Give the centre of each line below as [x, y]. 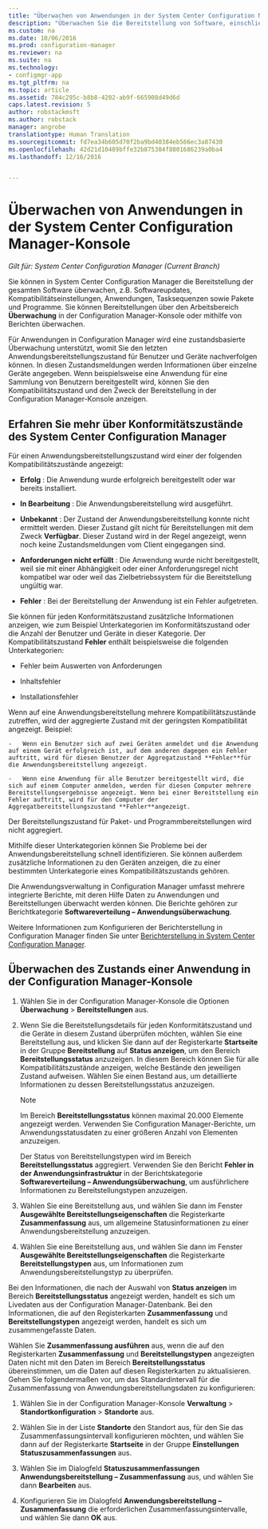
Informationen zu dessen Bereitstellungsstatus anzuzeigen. [117, 1084]
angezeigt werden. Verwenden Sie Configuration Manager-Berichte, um [138, 1123]
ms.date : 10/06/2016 [43, 38]
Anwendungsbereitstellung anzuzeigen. [85, 1231]
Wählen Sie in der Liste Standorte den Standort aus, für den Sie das [131, 1427]
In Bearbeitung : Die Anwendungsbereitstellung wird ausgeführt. [126, 503]
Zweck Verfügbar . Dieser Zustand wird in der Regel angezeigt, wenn [133, 536]
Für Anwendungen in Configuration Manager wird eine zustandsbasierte [127, 339]
